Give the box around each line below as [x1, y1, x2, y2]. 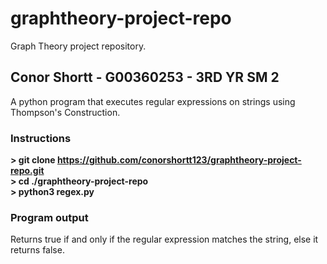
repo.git [10, 165, 45, 177]
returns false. [10, 244, 65, 256]
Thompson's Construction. [10, 106, 121, 118]
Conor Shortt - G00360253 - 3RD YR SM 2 [10, 69, 280, 86]
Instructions [10, 131, 72, 145]
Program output [10, 210, 89, 224]
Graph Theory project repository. [10, 40, 147, 52]
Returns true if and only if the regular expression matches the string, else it [10, 233, 319, 246]
